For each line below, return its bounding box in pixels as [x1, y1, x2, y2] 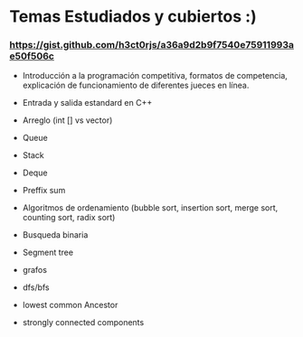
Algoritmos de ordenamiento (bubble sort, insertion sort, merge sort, [22, 202, 279, 213]
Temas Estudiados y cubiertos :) [9, 6, 257, 27]
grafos [22, 265, 48, 276]
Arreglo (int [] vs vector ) [22, 115, 113, 126]
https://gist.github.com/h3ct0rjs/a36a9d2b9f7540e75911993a [9, 39, 294, 51]
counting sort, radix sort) [22, 212, 116, 223]
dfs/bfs [22, 282, 50, 293]
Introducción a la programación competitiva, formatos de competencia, [22, 70, 288, 81]
